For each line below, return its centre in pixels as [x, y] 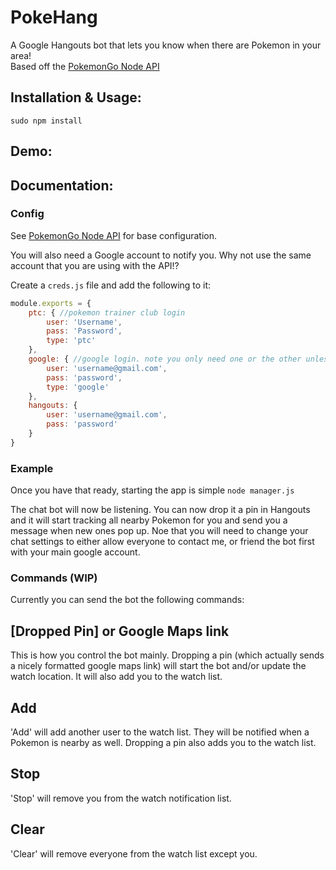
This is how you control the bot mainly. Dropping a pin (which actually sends [167, 655]
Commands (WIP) [54, 578]
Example [32, 468]
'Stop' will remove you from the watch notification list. [121, 798]
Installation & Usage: [76, 97]
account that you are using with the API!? [95, 265]
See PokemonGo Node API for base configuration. [114, 235]
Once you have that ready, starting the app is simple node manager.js [152, 490]
